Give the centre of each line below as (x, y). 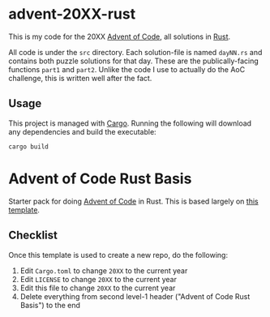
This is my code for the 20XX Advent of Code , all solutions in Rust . (120, 36)
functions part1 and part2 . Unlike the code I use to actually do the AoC (127, 69)
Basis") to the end (50, 305)
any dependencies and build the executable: (82, 131)
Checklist (33, 236)
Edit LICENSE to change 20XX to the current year (98, 279)
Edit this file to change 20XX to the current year (98, 288)
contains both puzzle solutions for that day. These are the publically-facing (134, 61)
